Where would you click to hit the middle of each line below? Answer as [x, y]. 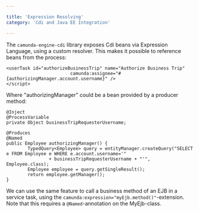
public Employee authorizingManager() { [57, 143]
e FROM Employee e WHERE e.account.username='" [66, 154]
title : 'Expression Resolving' [45, 17]
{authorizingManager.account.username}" [57, 79]
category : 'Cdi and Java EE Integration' [58, 22]
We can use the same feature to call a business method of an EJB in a [92, 190]
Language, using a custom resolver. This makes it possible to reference [94, 51]
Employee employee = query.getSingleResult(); [86, 169]
